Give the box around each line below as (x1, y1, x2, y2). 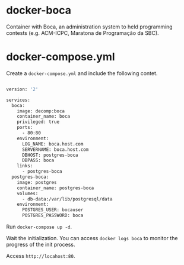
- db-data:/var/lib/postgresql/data (21, 196, 113, 202)
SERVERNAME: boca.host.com (21, 146, 89, 153)
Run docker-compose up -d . (6, 223, 72, 230)
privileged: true (17, 119, 60, 125)
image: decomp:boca (17, 108, 65, 114)
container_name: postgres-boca (17, 185, 94, 191)
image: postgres (17, 179, 58, 185)
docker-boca (6, 4, 71, 17)
